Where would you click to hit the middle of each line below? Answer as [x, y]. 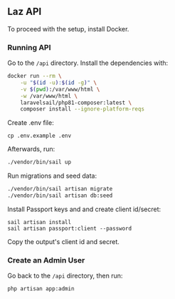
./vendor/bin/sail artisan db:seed [60, 196]
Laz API [25, 12]
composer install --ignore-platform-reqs [82, 109]
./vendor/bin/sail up [39, 162]
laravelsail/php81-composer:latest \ [76, 103]
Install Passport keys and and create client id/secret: [84, 209]
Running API [29, 47]
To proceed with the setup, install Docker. [68, 29]
